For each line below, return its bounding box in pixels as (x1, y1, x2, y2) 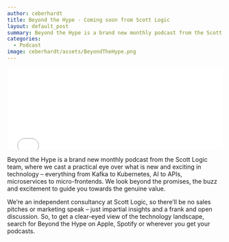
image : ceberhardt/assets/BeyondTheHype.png (7, 49, 136, 56)
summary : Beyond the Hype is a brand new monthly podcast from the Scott (7, 29, 223, 36)
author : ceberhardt (7, 10, 63, 17)
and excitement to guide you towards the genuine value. (7, 184, 166, 193)
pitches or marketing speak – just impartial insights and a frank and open (7, 205, 213, 213)
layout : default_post (7, 23, 69, 29)
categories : (7, 36, 41, 43)
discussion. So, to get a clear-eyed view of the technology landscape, (7, 212, 204, 220)
